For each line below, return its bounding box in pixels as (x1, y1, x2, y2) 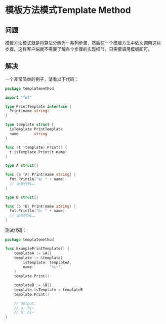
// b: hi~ (14, 310, 35, 315)
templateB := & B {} (14, 283, 52, 288)
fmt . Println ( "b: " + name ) (9, 208, 65, 213)
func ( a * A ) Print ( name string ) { (5, 172, 77, 177)
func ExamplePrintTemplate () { (5, 246, 70, 251)
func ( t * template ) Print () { (5, 145, 68, 150)
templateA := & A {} (14, 251, 52, 256)
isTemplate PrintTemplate (9, 127, 63, 132)
